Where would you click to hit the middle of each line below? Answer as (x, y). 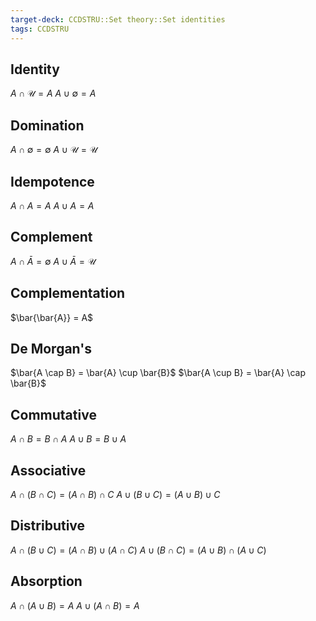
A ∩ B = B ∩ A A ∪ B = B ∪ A (68, 439)
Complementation (68, 293)
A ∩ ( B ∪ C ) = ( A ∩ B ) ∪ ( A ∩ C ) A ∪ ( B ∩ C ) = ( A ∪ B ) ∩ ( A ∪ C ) (138, 550)
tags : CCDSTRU (40, 29)
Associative (48, 470)
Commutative (53, 414)
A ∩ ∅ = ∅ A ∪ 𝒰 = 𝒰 (54, 150)
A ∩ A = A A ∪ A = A (52, 205)
